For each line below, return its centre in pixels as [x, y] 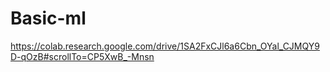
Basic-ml [48, 18]
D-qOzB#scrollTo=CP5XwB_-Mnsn [82, 56]
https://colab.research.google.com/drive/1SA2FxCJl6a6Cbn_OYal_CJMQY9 [165, 46]
